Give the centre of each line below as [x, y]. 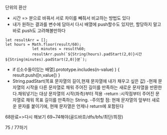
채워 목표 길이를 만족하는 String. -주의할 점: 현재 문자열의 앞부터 [88, 100]
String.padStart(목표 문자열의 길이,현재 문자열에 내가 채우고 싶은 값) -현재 [85, 81]
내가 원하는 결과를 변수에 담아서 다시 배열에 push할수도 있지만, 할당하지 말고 [87, 24]
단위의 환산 [16, 7]
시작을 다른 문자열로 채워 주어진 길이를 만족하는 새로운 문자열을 [87, 87]
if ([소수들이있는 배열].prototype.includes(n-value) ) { [66, 70]
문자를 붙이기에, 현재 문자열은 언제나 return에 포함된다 [71, 106]
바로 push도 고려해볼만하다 [39, 31]
